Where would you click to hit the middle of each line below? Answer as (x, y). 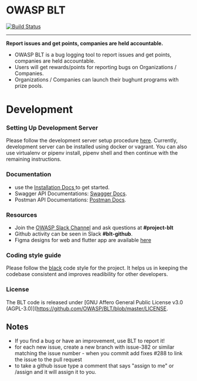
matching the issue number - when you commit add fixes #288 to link (98, 353)
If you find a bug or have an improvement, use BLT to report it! (90, 341)
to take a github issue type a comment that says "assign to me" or (94, 366)
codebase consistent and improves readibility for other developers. (87, 274)
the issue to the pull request (48, 360)
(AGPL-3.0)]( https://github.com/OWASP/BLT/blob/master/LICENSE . (87, 308)
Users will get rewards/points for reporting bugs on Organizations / (96, 67)
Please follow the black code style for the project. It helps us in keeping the (97, 268)
